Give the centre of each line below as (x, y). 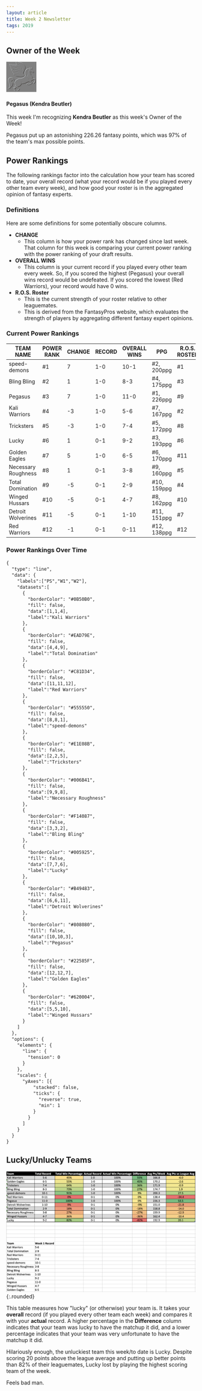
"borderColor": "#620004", (62, 997)
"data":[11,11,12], (52, 684)
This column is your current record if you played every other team (106, 267)
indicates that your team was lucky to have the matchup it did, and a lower (98, 1327)
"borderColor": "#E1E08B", (62, 744)
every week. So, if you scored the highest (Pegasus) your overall (104, 273)
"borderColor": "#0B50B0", (62, 600)
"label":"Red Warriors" (57, 690)
